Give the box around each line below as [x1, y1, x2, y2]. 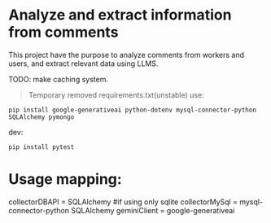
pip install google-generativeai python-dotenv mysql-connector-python [8, 106, 256, 114]
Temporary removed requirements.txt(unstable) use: [28, 90, 205, 99]
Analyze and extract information [8, 6, 232, 24]
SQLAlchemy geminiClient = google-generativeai [70, 205, 235, 215]
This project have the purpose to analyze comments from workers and [8, 50, 245, 59]
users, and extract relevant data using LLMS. [8, 59, 159, 68]
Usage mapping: [8, 170, 122, 189]
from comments [8, 23, 119, 42]
